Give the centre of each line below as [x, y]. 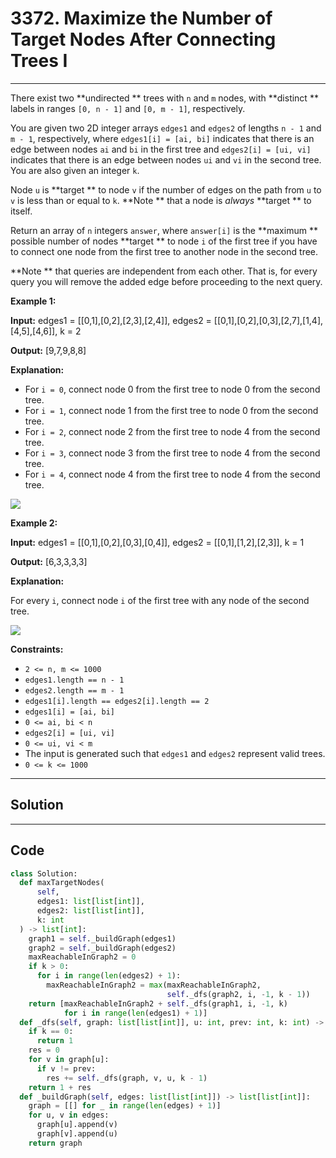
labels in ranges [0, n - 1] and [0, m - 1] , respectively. [128, 108]
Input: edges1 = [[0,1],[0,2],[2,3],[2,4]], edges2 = [111, 320]
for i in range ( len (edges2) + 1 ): [109, 976]
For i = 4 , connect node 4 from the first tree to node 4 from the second [172, 474]
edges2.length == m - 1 [74, 690]
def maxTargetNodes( [62, 883]
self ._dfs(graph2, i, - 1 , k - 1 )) [238, 994]
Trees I [39, 61]
